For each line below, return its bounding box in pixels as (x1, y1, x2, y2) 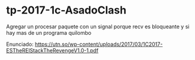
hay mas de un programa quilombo (6, 29, 92, 36)
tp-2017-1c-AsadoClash (6, 4, 127, 17)
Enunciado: (6, 41, 34, 48)
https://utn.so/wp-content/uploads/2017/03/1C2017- (34, 41, 163, 48)
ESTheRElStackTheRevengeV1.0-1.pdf (6, 46, 99, 54)
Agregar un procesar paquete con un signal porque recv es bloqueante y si (6, 23, 190, 30)
